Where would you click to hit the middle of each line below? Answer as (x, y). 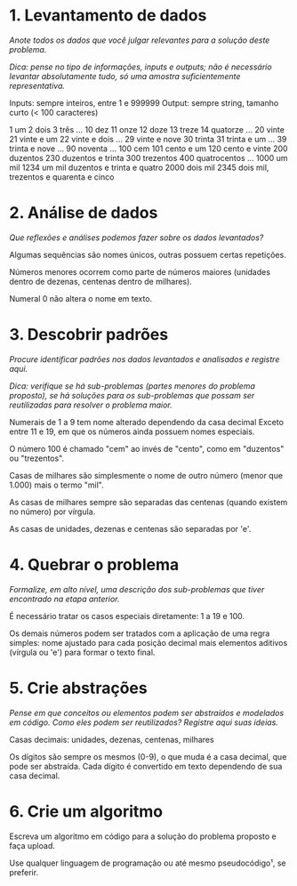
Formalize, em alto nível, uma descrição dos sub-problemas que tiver (137, 589)
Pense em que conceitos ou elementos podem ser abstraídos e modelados (147, 713)
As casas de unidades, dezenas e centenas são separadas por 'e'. (130, 528)
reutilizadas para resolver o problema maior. (91, 405)
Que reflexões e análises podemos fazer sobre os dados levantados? (136, 238)
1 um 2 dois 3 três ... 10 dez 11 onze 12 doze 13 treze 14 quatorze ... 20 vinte (147, 129)
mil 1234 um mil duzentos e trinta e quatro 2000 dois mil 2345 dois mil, (139, 167)
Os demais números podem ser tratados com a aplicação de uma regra (140, 633)
